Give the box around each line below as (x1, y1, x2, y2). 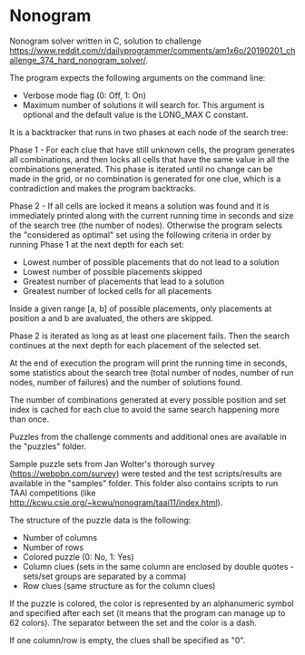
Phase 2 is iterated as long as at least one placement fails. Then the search (9, 330, 290, 341)
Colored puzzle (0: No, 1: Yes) (22, 551, 134, 562)
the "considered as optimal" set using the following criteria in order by (9, 229, 272, 240)
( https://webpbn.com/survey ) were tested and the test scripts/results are (9, 468, 282, 479)
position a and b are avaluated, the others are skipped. (9, 312, 213, 323)
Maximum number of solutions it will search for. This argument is (22, 99, 265, 110)
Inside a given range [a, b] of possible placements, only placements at (9, 303, 272, 314)
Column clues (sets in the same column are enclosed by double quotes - (22, 561, 295, 572)
